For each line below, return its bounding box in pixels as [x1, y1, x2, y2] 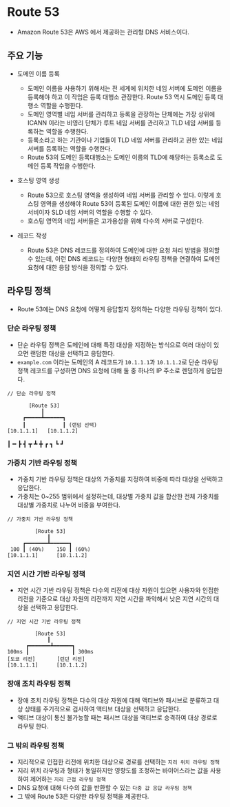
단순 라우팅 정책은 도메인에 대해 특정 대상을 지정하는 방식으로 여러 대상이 [17, 340, 212, 348]
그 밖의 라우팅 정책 [7, 741, 65, 751]
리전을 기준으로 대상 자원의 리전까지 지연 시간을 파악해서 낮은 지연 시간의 [17, 595, 212, 603]
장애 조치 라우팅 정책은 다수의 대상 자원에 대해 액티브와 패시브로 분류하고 [17, 696, 212, 704]
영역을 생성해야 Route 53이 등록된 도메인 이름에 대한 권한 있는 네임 [40, 199, 220, 207]
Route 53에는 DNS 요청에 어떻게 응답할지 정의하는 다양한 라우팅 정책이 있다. [17, 304, 222, 313]
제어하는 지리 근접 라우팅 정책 [30, 775, 106, 784]
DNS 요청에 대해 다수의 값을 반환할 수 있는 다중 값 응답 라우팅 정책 [17, 784, 193, 792]
